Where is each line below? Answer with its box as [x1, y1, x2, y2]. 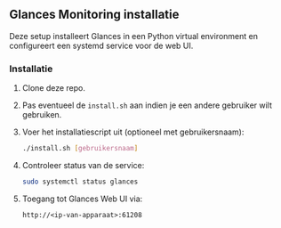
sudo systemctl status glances [21, 177, 139, 186]
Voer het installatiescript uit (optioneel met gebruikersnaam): [21, 126, 245, 137]
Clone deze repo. [21, 83, 86, 94]
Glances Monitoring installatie [9, 7, 180, 22]
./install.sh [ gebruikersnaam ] [21, 144, 139, 153]
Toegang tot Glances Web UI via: [21, 193, 143, 204]
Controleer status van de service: [21, 159, 145, 170]
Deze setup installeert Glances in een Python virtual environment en [9, 30, 258, 41]
